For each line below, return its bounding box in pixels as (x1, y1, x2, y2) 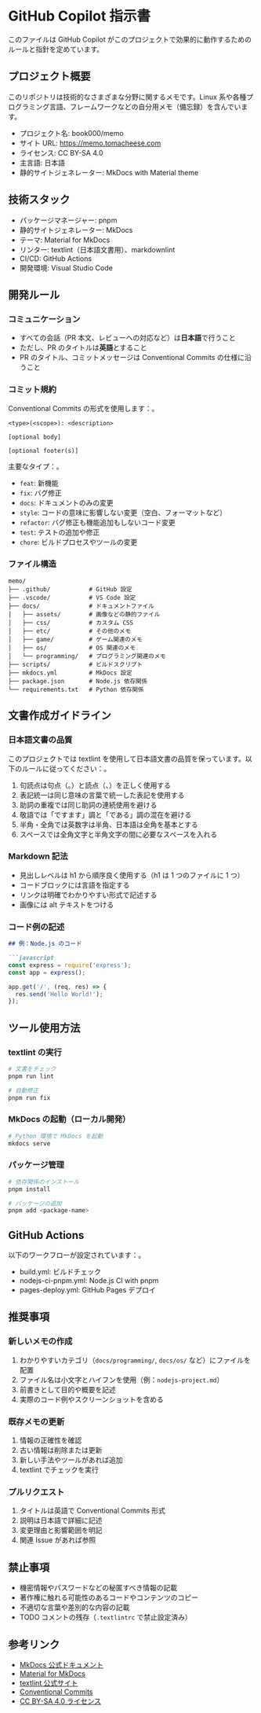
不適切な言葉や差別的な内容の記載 (19, 1603, 130, 1612)
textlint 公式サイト (19, 1678, 78, 1687)
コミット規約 (8, 384, 57, 395)
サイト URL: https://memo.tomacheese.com (19, 138, 161, 148)
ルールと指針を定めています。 (8, 44, 104, 53)
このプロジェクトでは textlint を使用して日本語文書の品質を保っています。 (8, 754, 245, 763)
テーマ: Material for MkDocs (19, 235, 111, 244)
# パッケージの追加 (8, 1200, 63, 1208)
